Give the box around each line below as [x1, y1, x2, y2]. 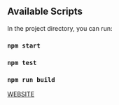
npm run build [7, 76, 55, 83]
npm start [7, 41, 41, 50]
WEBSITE [7, 90, 35, 98]
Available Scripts [7, 6, 83, 17]
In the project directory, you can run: [7, 24, 113, 32]
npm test [7, 59, 37, 66]
